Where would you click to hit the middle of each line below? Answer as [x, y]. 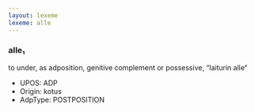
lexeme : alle [30, 23]
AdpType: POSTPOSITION [62, 99]
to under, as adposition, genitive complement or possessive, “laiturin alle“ [128, 67]
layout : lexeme [33, 15]
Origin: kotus [40, 91]
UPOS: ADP [38, 83]
